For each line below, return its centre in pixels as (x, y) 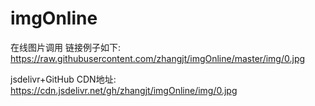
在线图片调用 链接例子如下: (65, 47)
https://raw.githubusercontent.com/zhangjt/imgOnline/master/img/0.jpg (158, 58)
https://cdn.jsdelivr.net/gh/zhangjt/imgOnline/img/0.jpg (124, 90)
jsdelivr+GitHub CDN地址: (63, 79)
